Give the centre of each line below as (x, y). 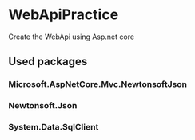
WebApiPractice (64, 15)
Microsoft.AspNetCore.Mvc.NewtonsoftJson (98, 84)
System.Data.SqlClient (54, 127)
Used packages (48, 62)
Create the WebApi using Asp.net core (71, 37)
